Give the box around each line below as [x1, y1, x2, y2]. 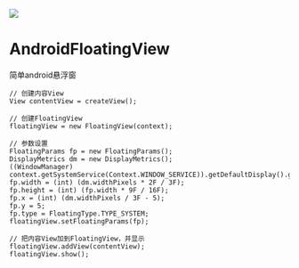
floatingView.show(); [9, 249, 90, 258]
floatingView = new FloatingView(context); [9, 121, 174, 131]
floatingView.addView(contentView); [9, 241, 145, 251]
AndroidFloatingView [9, 39, 171, 60]
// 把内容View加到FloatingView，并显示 [9, 234, 145, 243]
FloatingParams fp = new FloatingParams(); [9, 147, 174, 156]
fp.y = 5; [9, 201, 46, 210]
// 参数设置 [9, 139, 49, 148]
